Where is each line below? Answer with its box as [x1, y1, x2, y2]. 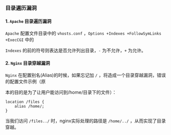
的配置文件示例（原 [5, 79, 46, 85]
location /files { [5, 99, 44, 105]
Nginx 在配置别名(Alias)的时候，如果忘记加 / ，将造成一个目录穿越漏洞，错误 [5, 72, 166, 78]
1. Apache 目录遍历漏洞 [5, 18, 52, 24]
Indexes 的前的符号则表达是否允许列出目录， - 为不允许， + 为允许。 [5, 47, 146, 54]
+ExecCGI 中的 [5, 37, 34, 43]
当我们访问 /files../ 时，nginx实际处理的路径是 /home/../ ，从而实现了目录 [5, 118, 166, 124]
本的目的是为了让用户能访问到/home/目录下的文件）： [5, 89, 117, 95]
